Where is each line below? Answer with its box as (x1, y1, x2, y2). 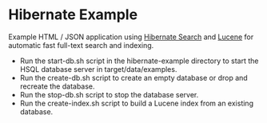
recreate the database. (19, 81, 95, 91)
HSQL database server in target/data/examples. (19, 64, 177, 73)
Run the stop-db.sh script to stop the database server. (19, 89, 199, 99)
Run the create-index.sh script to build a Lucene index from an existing (19, 98, 254, 108)
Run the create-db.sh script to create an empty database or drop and (19, 73, 248, 82)
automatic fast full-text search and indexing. (8, 40, 154, 50)
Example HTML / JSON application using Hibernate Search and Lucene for (8, 32, 254, 42)
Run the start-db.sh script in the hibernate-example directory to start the (19, 56, 259, 65)
